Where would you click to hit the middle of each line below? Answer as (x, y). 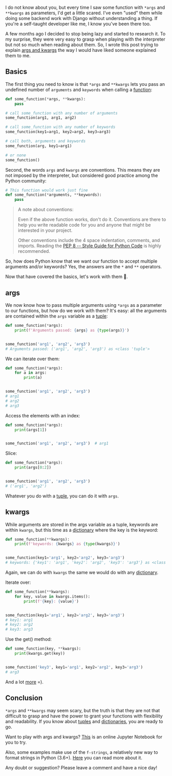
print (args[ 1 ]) (31, 430)
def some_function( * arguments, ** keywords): (53, 195)
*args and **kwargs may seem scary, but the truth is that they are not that (83, 710)
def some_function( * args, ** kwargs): (46, 99)
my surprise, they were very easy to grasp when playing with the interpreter (85, 39)
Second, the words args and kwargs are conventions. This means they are (83, 170)
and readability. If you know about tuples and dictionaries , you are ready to (84, 721)
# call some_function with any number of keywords (60, 127)
